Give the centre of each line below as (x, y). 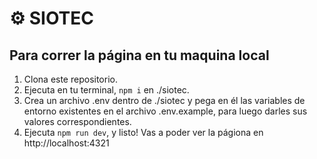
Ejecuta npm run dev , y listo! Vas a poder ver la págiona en (143, 132)
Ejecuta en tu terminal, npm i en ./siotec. (106, 90)
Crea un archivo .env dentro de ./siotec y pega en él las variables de (164, 100)
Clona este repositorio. (70, 79)
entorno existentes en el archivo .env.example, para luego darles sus (165, 111)
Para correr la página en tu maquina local (139, 55)
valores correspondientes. (77, 121)
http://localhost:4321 (66, 143)
